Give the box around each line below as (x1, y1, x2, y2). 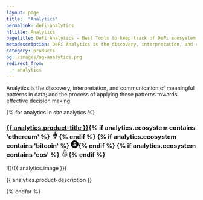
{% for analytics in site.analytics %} (6, 108, 95, 116)
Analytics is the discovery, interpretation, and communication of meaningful (6, 84, 195, 92)
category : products (6, 48, 56, 54)
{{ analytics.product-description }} (6, 176, 92, 183)
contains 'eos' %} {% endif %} (6, 151, 106, 159)
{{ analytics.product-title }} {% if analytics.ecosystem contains (6, 123, 196, 132)
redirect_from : (6, 60, 45, 66)
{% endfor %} (6, 187, 41, 195)
